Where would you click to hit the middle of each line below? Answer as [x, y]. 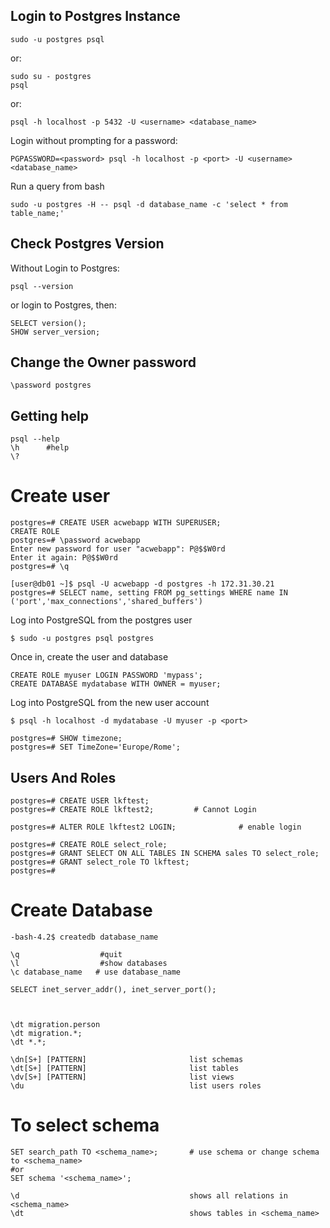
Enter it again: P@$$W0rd [64, 558]
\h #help [40, 448]
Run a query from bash [57, 186]
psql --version [42, 286]
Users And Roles [63, 777]
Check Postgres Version [87, 244]
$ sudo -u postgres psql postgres [82, 639]
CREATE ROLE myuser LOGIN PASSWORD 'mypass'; [106, 675]
